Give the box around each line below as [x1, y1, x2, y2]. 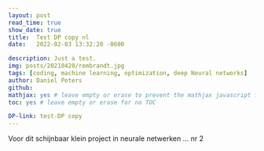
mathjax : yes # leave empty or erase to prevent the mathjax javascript [8, 91, 251, 99]
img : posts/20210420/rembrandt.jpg [8, 62, 125, 70]
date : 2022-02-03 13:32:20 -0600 [8, 41, 125, 49]
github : [8, 84, 34, 92]
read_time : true [8, 19, 61, 27]
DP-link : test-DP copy [8, 113, 82, 120]
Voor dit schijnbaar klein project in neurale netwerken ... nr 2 [8, 134, 204, 143]
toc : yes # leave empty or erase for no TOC [8, 99, 156, 106]
